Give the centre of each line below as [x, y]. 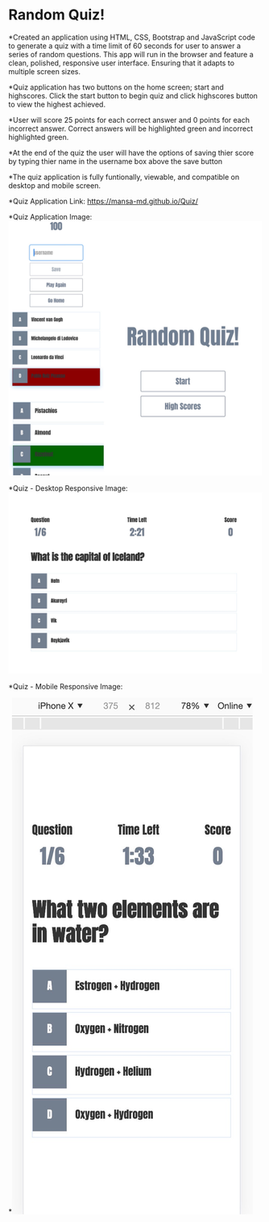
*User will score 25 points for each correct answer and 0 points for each [129, 119]
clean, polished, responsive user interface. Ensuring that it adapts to [122, 63]
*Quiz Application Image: [50, 216]
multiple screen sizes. [45, 71]
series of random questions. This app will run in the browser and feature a [131, 54]
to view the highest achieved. [57, 104]
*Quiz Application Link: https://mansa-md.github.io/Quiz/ [103, 201]
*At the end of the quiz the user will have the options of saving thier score [131, 153]
